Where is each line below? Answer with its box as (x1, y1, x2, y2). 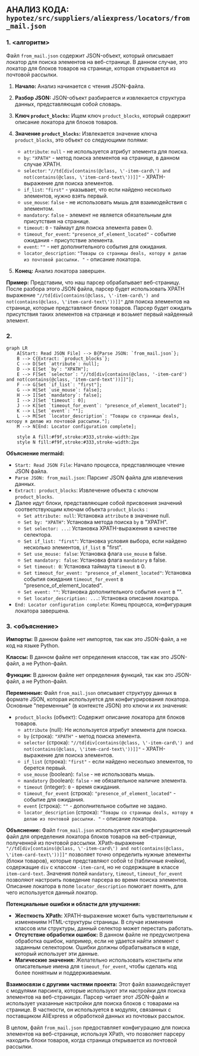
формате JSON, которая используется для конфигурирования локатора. (6, 695, 190, 703)
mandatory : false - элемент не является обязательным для (23, 211, 172, 218)
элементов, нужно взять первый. (23, 192, 108, 199)
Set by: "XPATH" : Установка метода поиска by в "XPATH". (23, 518, 168, 525)
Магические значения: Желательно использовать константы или (14, 956, 183, 963)
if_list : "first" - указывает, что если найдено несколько (23, 186, 172, 193)
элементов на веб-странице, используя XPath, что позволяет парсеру (6, 1030, 185, 1037)
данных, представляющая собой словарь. (14, 100, 122, 107)
